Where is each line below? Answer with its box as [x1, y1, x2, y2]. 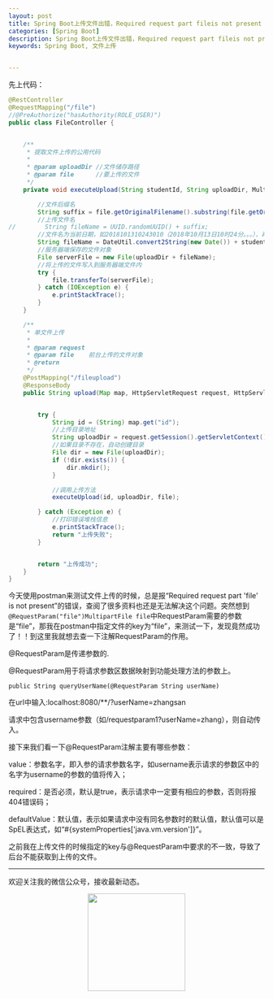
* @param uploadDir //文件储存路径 [26, 163, 140, 172]
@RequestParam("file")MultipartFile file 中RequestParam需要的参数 [8, 611, 242, 621]
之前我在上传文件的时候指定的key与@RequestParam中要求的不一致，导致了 [8, 842, 262, 852]
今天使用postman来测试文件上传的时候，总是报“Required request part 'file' [8, 591, 258, 601]
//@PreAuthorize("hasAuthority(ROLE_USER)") [8, 111, 162, 119]
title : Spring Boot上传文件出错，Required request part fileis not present [8, 20, 262, 28]
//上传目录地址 [51, 426, 96, 434]
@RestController [8, 96, 63, 104]
